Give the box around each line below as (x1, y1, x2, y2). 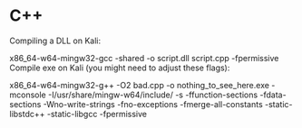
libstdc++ (9, 108, 45, 119)
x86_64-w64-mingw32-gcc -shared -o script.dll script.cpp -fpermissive (9, 52, 279, 63)
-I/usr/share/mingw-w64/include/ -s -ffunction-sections (48, 89, 258, 100)
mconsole (9, 89, 47, 100)
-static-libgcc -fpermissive (46, 108, 148, 119)
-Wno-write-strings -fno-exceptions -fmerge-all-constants (43, 98, 263, 109)
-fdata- (259, 89, 287, 100)
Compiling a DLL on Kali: (9, 35, 102, 46)
